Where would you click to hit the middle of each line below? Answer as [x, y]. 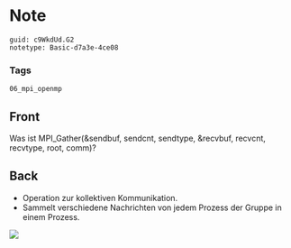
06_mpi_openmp [36, 89]
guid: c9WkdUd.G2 [42, 40]
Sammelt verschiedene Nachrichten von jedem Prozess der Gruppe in [152, 207]
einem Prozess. [51, 216]
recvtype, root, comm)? [53, 148]
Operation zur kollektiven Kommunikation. [100, 197]
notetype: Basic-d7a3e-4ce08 [64, 47]
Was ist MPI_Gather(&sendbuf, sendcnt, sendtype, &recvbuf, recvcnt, [137, 138]
